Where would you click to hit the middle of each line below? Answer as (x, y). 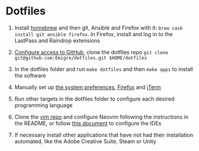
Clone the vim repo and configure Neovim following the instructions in (101, 117)
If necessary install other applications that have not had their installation (104, 135)
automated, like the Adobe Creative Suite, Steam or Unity (85, 141)
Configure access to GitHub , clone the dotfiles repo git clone (91, 52)
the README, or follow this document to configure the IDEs (88, 123)
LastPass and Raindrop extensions (57, 40)
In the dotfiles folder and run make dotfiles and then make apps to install (104, 69)
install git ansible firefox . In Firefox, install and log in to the (93, 34)
